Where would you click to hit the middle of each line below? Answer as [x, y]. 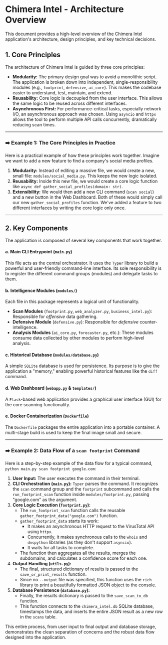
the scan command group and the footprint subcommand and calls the [86, 489]
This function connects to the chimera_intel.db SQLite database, [87, 606]
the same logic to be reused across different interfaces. [69, 103]
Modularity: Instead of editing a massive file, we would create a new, [84, 171]
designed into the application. [36, 637]
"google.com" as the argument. [45, 500]
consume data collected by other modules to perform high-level [78, 338]
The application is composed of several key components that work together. [84, 240]
